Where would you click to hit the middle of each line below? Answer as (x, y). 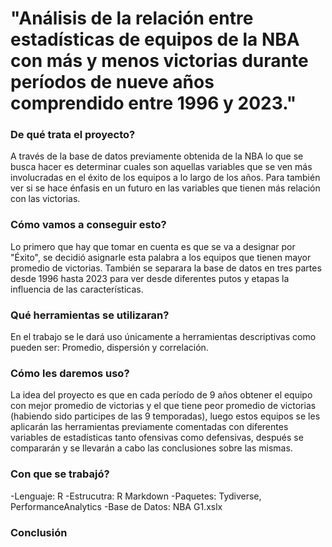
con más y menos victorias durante (159, 61)
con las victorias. (45, 199)
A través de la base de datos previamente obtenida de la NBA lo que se (157, 156)
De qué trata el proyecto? (73, 135)
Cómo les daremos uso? (70, 373)
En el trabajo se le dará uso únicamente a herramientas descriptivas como (163, 337)
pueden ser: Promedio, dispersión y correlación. (109, 348)
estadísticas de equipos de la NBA (155, 39)
